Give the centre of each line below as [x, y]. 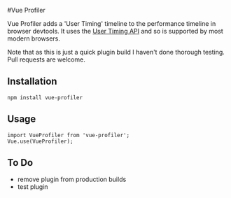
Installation [32, 82]
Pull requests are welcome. [46, 59]
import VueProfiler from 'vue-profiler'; [69, 135]
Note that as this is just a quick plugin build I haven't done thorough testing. [116, 52]
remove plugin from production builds [72, 179]
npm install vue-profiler [45, 97]
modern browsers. [34, 38]
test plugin [33, 187]
